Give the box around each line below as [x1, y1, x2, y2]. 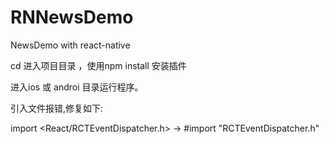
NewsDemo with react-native [10, 39, 131, 51]
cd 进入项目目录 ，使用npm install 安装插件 [10, 59, 187, 71]
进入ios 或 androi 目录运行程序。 [10, 81, 144, 93]
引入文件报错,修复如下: [10, 102, 104, 114]
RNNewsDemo [10, 6, 134, 29]
